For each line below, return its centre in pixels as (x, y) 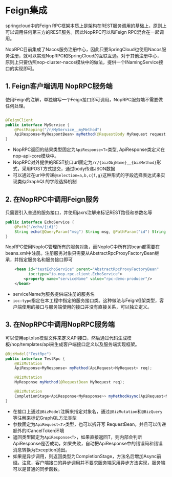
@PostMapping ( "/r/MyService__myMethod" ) (58, 129)
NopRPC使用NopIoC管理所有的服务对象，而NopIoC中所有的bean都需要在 (83, 247)
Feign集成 (26, 10)
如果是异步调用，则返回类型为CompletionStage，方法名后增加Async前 (87, 456)
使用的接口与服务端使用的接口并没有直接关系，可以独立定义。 (87, 307)
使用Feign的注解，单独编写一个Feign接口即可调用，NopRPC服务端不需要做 (84, 99)
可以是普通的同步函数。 (37, 469)
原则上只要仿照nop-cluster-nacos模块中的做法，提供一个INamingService (82, 62)
